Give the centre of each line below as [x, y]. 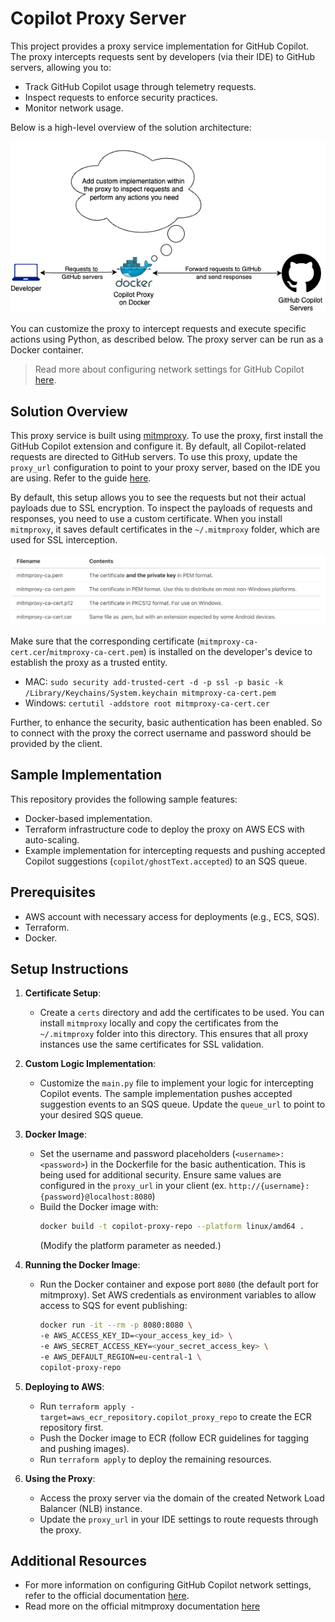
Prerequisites [53, 892]
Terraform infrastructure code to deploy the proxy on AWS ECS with [164, 829]
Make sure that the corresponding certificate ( [105, 641]
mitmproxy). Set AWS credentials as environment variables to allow [178, 1295]
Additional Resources [78, 1561]
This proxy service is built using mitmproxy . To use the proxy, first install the [167, 436]
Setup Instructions [69, 968]
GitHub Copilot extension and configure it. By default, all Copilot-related [158, 446]
